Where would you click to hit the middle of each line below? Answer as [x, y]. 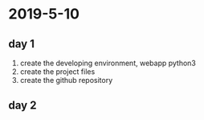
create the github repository [66, 80]
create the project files [57, 72]
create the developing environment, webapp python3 [108, 63]
